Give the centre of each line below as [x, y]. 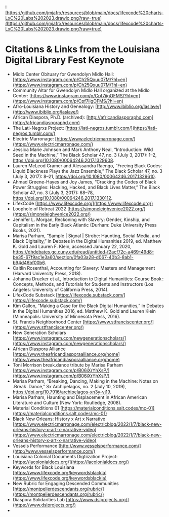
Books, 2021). [27, 230]
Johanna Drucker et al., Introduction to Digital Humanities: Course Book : [88, 279]
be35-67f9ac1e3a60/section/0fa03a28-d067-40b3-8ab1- [73, 257]
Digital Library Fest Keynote [65, 60]
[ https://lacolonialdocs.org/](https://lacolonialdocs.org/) [71, 462]
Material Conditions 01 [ [37, 408]
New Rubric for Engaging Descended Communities [66, 483]
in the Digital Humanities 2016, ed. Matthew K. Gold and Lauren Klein [84, 311]
